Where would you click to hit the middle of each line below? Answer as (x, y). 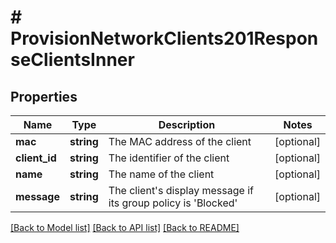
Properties (44, 96)
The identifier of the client (169, 158)
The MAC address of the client (180, 141)
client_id (36, 158)
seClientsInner (72, 60)
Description (187, 124)
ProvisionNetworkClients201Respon (164, 38)
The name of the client (161, 174)
